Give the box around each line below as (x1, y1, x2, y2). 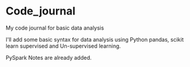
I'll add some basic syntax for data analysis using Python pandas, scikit (5, 36, 184, 43)
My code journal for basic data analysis (5, 24, 104, 31)
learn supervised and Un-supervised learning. (5, 42, 121, 49)
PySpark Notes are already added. (5, 54, 92, 61)
